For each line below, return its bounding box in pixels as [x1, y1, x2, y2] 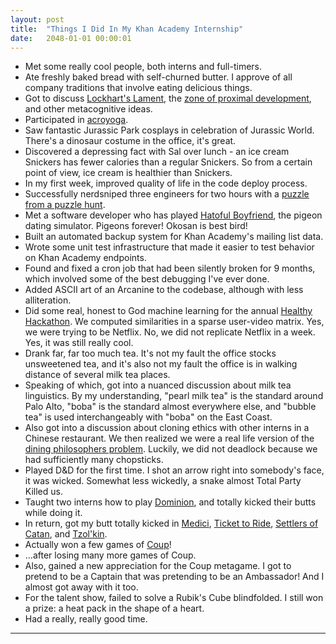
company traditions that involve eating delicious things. [24, 82, 253, 94]
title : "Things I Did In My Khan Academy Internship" [10, 24, 244, 34]
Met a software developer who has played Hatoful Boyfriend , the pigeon [24, 209, 323, 221]
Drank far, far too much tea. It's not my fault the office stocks [24, 347, 277, 360]
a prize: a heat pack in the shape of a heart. [24, 602, 205, 615]
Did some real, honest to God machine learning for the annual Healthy [24, 305, 313, 317]
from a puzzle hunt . [24, 199, 106, 211]
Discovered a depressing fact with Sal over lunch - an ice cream [24, 146, 290, 158]
